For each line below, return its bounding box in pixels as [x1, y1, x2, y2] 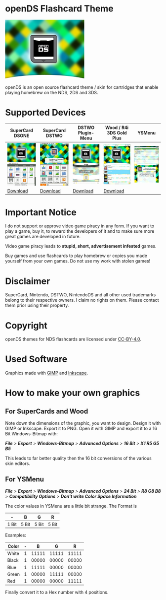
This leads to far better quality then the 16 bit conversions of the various [5, 455, 152, 462]
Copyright [5, 320, 48, 331]
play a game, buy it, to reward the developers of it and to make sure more [5, 228, 155, 234]
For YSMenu [5, 475, 44, 483]
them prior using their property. [5, 302, 69, 308]
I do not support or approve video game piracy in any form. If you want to [5, 223, 155, 229]
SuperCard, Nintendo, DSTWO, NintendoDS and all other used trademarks [5, 292, 156, 298]
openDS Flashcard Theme [5, 3, 114, 14]
